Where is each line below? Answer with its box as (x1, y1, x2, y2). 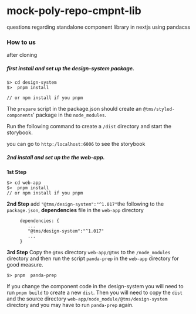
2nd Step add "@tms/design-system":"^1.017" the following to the (6, 200, 164, 207)
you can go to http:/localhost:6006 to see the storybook (6, 141, 146, 148)
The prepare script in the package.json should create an (6, 105, 142, 112)
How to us (6, 38, 36, 46)
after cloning (6, 52, 38, 59)
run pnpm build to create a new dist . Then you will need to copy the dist (6, 289, 183, 296)
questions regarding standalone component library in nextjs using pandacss (6, 23, 191, 30)
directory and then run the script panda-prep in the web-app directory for (6, 255, 180, 262)
